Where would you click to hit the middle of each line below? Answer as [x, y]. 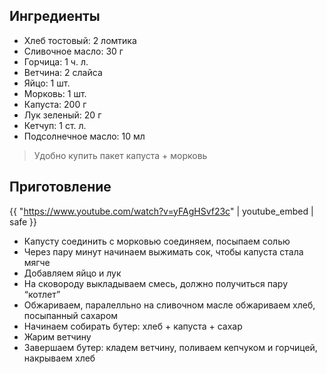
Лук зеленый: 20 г [62, 115]
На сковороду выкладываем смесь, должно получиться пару [156, 283]
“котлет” [42, 294]
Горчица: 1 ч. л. [56, 61]
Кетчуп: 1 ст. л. [55, 125]
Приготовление [60, 187]
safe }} [23, 221]
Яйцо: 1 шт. [47, 83]
